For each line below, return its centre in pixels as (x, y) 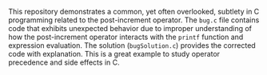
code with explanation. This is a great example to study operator (114, 54)
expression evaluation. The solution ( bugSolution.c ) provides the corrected (132, 45)
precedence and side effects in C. (64, 62)
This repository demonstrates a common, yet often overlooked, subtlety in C (134, 12)
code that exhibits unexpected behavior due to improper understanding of (130, 28)
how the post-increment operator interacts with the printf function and (126, 37)
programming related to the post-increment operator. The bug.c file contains (134, 20)
